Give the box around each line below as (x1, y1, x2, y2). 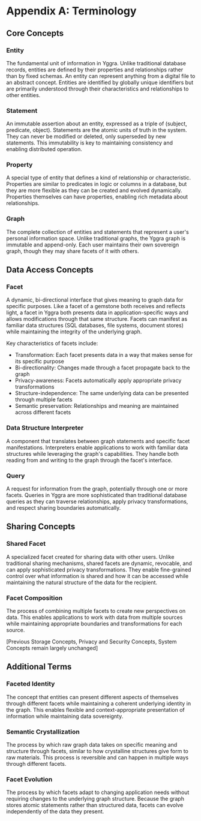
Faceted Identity (6, 679, 55, 688)
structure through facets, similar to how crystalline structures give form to (6, 748, 189, 755)
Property (6, 161, 33, 169)
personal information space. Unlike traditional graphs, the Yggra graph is (6, 234, 186, 242)
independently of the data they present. (6, 808, 104, 815)
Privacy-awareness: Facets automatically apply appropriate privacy (14, 377, 182, 384)
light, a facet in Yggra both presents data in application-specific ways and (6, 309, 189, 316)
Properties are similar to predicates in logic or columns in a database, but (6, 181, 187, 188)
